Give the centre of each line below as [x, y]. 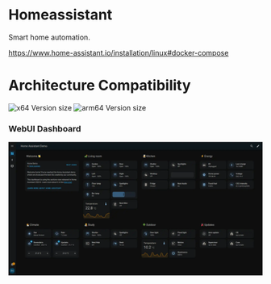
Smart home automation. [49, 37]
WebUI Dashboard [45, 128]
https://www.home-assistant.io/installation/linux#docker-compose [119, 52]
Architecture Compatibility [100, 86]
